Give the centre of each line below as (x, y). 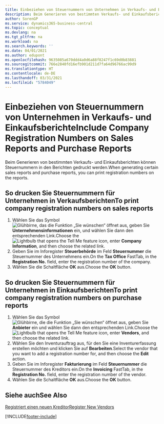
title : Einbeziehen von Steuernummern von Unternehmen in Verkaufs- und (81, 10)
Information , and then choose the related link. (58, 246)
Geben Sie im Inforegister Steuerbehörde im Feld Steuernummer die (82, 251)
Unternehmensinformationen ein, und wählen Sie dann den (73, 230)
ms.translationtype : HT (29, 69)
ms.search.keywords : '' (29, 46)
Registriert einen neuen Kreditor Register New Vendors (60, 407)
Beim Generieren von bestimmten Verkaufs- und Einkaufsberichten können (81, 162)
